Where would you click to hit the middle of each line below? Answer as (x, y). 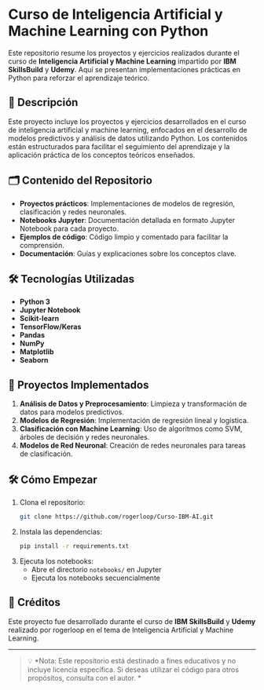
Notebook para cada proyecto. (69, 228)
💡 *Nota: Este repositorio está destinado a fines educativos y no (132, 660)
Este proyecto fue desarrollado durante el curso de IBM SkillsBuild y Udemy (132, 621)
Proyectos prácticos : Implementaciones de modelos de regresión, (127, 203)
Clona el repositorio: (52, 502)
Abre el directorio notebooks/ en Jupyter (97, 569)
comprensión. (42, 245)
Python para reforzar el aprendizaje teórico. (79, 78)
